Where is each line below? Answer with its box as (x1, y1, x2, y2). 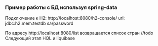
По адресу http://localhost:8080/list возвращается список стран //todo (5, 30, 154, 36)
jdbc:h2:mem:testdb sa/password (5, 20, 74, 26)
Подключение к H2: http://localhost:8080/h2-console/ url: (5, 15, 125, 21)
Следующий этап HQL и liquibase (5, 35, 75, 41)
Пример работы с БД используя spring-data (5, 4, 118, 11)
